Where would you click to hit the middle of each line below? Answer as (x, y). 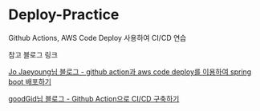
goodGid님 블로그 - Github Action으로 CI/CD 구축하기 (94, 98)
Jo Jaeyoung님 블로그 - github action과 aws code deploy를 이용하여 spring (130, 71)
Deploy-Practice (64, 15)
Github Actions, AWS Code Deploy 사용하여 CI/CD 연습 (97, 38)
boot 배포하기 (30, 81)
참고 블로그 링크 (33, 54)
